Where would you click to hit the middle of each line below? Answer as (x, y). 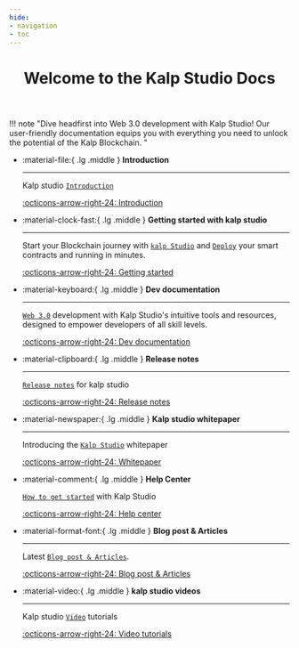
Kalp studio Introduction (68, 185)
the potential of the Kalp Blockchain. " (79, 142)
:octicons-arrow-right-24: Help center (92, 514)
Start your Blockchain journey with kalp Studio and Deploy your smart (150, 245)
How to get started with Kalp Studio (89, 496)
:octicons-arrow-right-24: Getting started (97, 271)
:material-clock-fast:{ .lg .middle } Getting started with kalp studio (145, 220)
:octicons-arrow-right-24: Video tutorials (97, 634)
